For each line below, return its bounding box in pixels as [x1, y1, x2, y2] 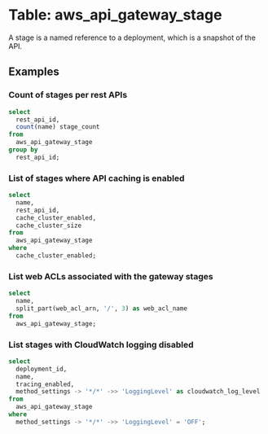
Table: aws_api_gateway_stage [8, 6, 222, 24]
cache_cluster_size [15, 221, 82, 230]
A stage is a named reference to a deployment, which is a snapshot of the [8, 33, 257, 42]
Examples [8, 65, 59, 79]
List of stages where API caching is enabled [8, 173, 185, 184]
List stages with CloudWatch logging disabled [8, 339, 194, 350]
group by [8, 146, 38, 154]
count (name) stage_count [15, 123, 100, 131]
